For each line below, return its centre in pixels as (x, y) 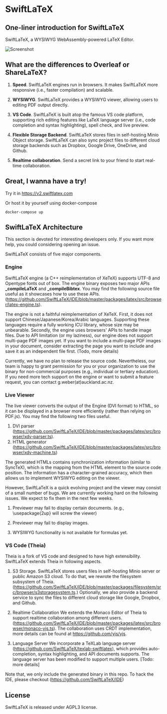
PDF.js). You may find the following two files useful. (58, 417)
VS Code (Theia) (25, 545)
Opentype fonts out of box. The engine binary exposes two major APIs (78, 283)
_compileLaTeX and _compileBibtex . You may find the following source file (83, 288)
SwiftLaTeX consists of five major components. (53, 254)
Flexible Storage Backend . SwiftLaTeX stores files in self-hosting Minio (85, 135)
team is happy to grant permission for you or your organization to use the (80, 366)
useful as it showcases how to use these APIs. (53, 294)
